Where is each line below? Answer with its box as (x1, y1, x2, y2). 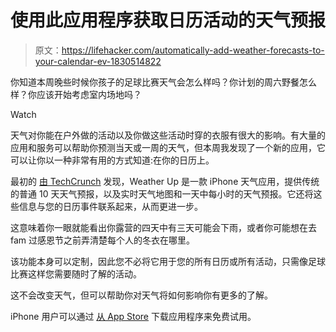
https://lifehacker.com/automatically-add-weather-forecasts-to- (61, 44, 325, 56)
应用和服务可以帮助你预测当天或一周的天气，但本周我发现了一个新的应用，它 (10, 141, 326, 153)
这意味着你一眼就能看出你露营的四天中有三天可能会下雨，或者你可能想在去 (10, 221, 317, 233)
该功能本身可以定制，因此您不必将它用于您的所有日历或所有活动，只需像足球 (10, 255, 326, 267)
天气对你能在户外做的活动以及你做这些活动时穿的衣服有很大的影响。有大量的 (10, 129, 326, 141)
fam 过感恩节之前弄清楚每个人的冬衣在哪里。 (10, 234, 196, 246)
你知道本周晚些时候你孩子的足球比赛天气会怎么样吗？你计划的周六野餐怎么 (10, 76, 317, 88)
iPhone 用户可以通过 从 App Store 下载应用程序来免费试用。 (10, 310, 257, 322)
